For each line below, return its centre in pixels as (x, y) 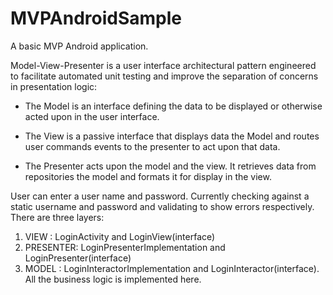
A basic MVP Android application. (79, 46)
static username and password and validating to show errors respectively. (162, 206)
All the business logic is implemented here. (113, 279)
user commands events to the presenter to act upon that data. (152, 146)
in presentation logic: (54, 86)
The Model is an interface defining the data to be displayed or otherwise (173, 106)
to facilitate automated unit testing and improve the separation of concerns (164, 76)
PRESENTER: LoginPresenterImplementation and (125, 247)
